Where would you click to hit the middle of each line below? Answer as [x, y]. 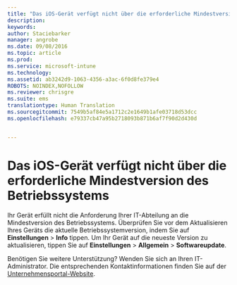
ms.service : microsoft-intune [52, 66]
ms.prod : [20, 60]
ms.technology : [30, 72]
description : [26, 20]
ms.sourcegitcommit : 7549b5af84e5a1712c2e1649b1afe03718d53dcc [102, 112]
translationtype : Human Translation [61, 106]
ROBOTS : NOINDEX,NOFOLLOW [45, 86]
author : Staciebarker [39, 33]
